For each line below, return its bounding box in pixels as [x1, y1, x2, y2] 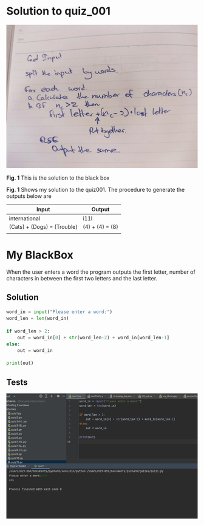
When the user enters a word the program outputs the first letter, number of [6, 268, 195, 276]
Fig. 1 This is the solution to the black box [6, 174, 110, 181]
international [8, 214, 41, 222]
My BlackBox [6, 248, 74, 262]
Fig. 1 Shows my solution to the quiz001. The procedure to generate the [6, 186, 185, 193]
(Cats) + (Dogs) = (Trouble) [8, 223, 78, 230]
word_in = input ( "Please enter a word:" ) [6, 309, 113, 315]
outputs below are [6, 192, 52, 200]
